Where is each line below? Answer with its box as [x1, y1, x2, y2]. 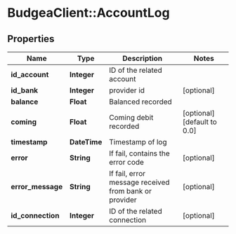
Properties [7, 33, 55, 45]
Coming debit [108, 113, 154, 122]
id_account [11, 70, 49, 79]
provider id [108, 85, 145, 95]
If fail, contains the [108, 149, 170, 158]
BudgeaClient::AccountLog [7, 5, 170, 21]
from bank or [108, 186, 152, 195]
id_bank [11, 85, 39, 95]
